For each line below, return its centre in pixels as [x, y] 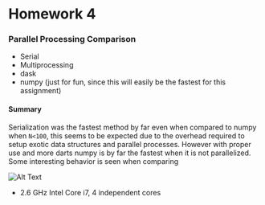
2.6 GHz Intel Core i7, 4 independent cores [90, 192]
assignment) [41, 91]
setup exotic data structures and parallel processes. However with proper [130, 144]
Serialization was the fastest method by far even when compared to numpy [132, 127]
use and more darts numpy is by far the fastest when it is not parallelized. [130, 153]
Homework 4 [52, 14]
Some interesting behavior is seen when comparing [94, 161]
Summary [25, 109]
